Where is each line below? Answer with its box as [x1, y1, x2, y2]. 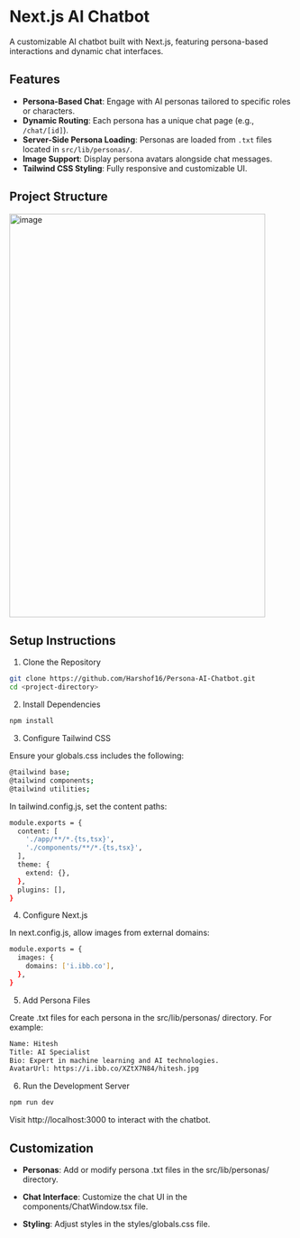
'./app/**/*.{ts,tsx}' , [25, 835, 115, 844]
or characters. [22, 105, 75, 116]
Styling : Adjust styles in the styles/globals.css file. [22, 1218, 211, 1229]
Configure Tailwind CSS [22, 733, 111, 743]
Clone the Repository [22, 656, 102, 668]
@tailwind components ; [9, 775, 95, 785]
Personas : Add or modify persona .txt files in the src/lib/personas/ [22, 1164, 269, 1175]
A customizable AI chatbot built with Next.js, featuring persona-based [9, 36, 268, 47]
